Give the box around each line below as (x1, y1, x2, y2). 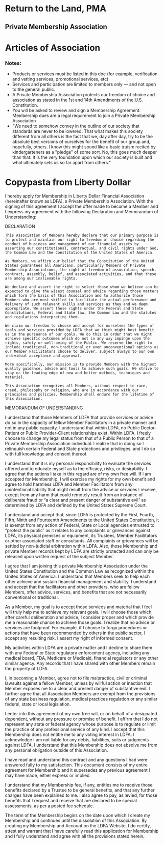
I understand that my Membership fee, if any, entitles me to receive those (5, 782, 153, 788)
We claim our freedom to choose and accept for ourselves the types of (5, 323, 154, 328)
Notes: (5, 59, 22, 66)
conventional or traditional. (5, 594, 59, 600)
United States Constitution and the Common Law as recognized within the (5, 568, 154, 574)
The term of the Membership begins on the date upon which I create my (5, 813, 150, 818)
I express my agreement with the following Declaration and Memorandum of (5, 209, 159, 214)
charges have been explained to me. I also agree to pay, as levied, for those (5, 792, 158, 798)
